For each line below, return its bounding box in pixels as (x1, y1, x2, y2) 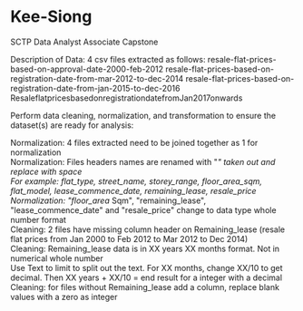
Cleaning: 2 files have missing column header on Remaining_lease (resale (10, 224, 285, 235)
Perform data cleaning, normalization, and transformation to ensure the (10, 110, 276, 121)
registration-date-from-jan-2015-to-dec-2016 (10, 83, 181, 93)
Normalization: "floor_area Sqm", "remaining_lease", (10, 195, 207, 206)
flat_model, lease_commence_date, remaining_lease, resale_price (10, 185, 257, 196)
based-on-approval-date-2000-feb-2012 (10, 63, 164, 74)
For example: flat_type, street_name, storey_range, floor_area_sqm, (10, 175, 262, 187)
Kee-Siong (10, 6, 93, 27)
